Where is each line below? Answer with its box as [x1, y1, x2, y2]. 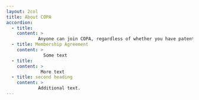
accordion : [6, 19, 33, 25]
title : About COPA [6, 14, 52, 20]
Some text [43, 52, 68, 58]
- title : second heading [11, 74, 73, 80]
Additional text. [37, 85, 81, 91]
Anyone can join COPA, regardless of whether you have [37, 36, 176, 42]
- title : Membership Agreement [11, 42, 89, 48]
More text [40, 69, 65, 75]
